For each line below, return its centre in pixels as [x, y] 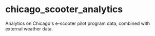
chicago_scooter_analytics [64, 9]
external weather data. [29, 28]
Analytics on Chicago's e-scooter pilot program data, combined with [78, 23]
